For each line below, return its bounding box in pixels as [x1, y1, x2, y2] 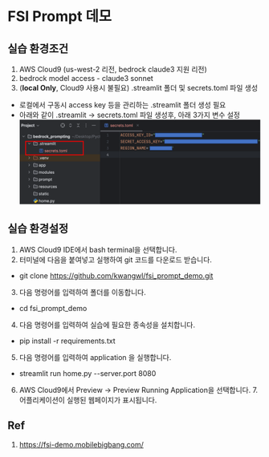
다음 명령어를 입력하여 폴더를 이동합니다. [18, 287, 146, 297]
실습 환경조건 [7, 42, 69, 55]
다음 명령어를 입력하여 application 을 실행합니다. [18, 352, 172, 362]
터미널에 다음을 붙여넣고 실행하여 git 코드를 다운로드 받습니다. [18, 254, 212, 265]
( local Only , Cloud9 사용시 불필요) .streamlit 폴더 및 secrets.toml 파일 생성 [18, 83, 259, 92]
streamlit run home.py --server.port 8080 [18, 368, 157, 378]
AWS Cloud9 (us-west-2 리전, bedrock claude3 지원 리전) [18, 65, 208, 74]
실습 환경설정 [7, 222, 69, 236]
